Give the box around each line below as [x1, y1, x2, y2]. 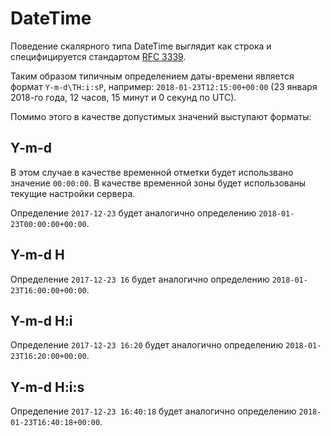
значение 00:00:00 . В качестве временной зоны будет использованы [10, 177, 307, 189]
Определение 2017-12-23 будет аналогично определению [10, 207, 257, 219]
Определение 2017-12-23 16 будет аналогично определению [10, 273, 270, 285]
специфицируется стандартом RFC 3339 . [10, 50, 187, 62]
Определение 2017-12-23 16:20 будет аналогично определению [10, 339, 284, 351]
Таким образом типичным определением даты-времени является [10, 70, 295, 82]
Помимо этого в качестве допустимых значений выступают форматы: [10, 110, 312, 122]
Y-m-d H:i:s [10, 378, 85, 396]
